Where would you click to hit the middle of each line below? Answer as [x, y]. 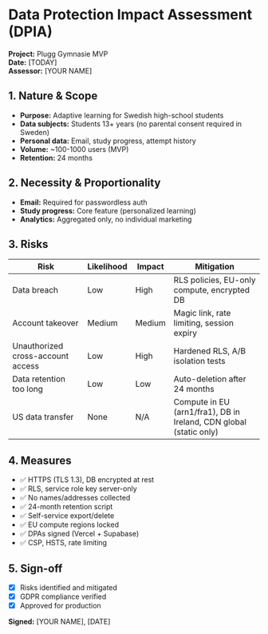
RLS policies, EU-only [215, 280]
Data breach [35, 290]
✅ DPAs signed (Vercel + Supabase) [79, 534]
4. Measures [40, 460]
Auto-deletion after [210, 379]
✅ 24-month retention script [66, 507]
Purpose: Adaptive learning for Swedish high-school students [122, 115]
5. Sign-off [35, 568]
